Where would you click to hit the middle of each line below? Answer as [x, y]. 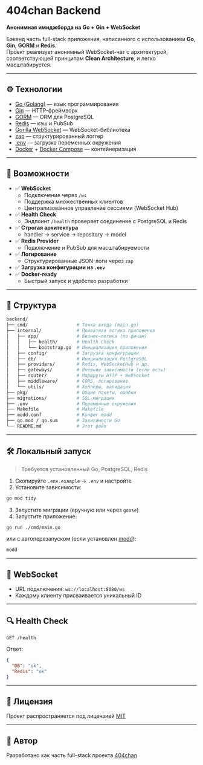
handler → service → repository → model [75, 234]
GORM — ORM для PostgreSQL [54, 117]
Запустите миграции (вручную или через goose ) [77, 510]
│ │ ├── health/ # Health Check [60, 342]
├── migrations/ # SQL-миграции [60, 398]
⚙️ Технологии [34, 89]
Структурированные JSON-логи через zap [79, 261]
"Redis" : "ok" [29, 671]
